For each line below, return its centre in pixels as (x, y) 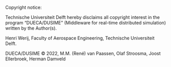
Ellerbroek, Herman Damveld (35, 59)
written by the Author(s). (31, 28)
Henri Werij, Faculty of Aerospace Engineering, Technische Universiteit (80, 38)
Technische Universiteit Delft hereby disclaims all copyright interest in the (82, 17)
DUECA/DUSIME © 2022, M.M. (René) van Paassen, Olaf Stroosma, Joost (83, 53)
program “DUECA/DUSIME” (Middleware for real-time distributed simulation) (86, 23)
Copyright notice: (23, 7)
